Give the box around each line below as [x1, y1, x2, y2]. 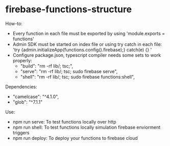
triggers [12, 129, 30, 136]
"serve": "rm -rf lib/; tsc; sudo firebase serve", [20, 68, 118, 75]
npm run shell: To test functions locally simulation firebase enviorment [12, 124, 161, 130]
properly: [12, 57, 32, 63]
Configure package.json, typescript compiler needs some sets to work [12, 52, 161, 58]
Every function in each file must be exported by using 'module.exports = [12, 30, 165, 36]
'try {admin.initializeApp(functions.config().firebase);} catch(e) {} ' [12, 46, 152, 53]
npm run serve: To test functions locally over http [12, 118, 116, 125]
